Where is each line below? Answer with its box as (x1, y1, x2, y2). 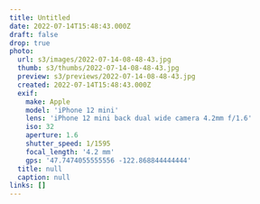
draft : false (9, 30, 59, 39)
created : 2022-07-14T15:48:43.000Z (17, 80, 152, 89)
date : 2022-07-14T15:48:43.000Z (9, 22, 131, 31)
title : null (17, 164, 63, 173)
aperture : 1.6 (25, 131, 79, 140)
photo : (9, 47, 34, 56)
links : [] (9, 181, 47, 190)
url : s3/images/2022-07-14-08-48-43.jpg (17, 55, 172, 64)
